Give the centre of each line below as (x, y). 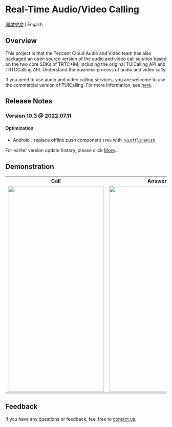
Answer (157, 181)
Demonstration (30, 166)
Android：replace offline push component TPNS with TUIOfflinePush (84, 140)
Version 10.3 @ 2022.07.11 (38, 116)
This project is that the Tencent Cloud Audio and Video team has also (78, 53)
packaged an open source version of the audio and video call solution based (86, 59)
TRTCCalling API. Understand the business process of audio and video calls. (86, 69)
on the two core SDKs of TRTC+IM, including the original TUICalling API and (85, 64)
